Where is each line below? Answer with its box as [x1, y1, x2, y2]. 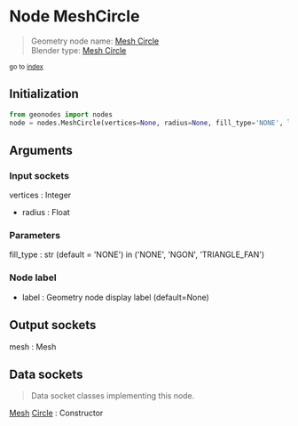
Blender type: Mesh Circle [30, 44, 127, 55]
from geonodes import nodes [9, 109, 114, 119]
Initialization [9, 86, 80, 101]
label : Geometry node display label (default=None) [21, 292, 210, 302]
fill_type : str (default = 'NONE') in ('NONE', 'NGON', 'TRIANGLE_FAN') [9, 249, 264, 260]
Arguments [9, 142, 74, 157]
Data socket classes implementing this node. [30, 390, 195, 401]
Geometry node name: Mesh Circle [30, 36, 160, 46]
